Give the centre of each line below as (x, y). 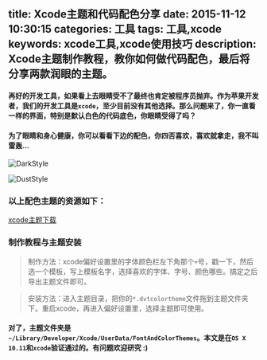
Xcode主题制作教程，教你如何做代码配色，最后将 (129, 59)
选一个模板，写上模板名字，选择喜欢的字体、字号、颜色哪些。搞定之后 (143, 271)
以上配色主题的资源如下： (57, 202)
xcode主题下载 (33, 220)
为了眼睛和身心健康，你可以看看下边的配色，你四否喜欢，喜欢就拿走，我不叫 (133, 135)
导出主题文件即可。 (59, 281)
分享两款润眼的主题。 (60, 74)
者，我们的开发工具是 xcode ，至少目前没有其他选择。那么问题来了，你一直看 (132, 105)
